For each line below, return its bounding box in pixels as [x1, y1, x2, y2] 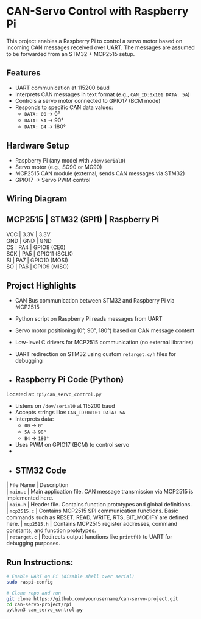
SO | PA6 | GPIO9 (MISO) [6, 263, 69, 270]
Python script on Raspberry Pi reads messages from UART [15, 315, 163, 322]
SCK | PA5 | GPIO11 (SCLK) [6, 250, 74, 257]
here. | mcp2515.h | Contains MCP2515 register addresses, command [6, 520, 178, 528]
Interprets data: [15, 415, 54, 422]
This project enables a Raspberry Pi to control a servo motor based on [6, 37, 183, 44]
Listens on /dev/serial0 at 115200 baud [15, 402, 115, 410]
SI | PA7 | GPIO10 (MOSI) [6, 256, 68, 264]
